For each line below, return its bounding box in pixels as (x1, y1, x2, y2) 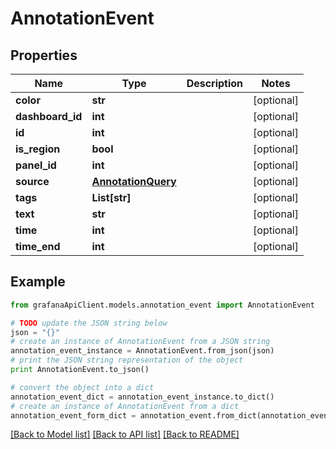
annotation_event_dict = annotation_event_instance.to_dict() (10, 392, 275, 402)
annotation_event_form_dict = (10, 410, 137, 421)
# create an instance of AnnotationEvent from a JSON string (10, 337, 271, 347)
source (15, 175, 50, 188)
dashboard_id (15, 110, 83, 123)
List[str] (91, 191, 132, 204)
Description (186, 77, 244, 90)
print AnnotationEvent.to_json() (10, 365, 150, 375)
